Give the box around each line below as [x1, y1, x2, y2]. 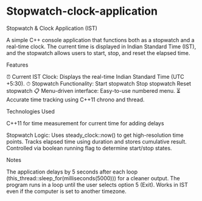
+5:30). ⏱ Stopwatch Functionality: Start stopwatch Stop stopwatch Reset [6, 79, 192, 87]
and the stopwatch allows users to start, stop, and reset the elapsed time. [6, 49, 190, 56]
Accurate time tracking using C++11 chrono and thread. [6, 96, 145, 103]
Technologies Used [6, 108, 55, 115]
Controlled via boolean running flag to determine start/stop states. [6, 144, 172, 152]
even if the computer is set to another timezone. [6, 188, 127, 195]
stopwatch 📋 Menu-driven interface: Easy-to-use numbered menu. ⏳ [6, 87, 181, 94]
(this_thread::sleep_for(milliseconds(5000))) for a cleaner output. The [6, 174, 181, 181]
